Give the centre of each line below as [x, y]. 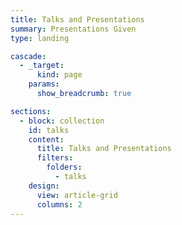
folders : [64, 167]
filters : [55, 158]
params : [44, 84]
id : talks [49, 130]
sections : [31, 111]
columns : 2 [59, 204]
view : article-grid [77, 195]
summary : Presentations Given [73, 29]
